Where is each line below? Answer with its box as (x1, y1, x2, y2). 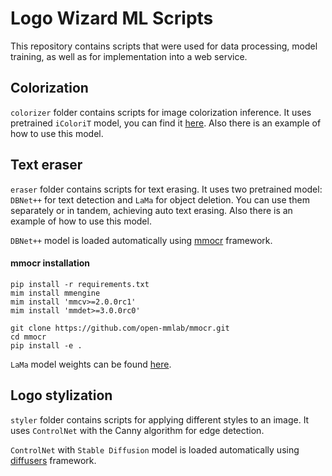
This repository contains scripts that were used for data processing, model (10, 40, 318, 52)
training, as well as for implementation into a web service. (10, 50, 248, 62)
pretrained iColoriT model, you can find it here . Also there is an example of (10, 117, 322, 129)
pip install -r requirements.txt (10, 279, 150, 289)
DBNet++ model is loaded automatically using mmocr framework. (10, 234, 273, 246)
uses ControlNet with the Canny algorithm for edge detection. (10, 424, 265, 436)
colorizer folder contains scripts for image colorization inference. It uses (10, 106, 312, 118)
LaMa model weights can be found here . (10, 358, 172, 370)
